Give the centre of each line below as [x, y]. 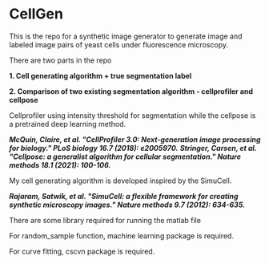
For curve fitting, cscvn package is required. [82, 251]
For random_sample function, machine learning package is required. [122, 236]
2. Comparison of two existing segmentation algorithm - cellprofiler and [131, 91]
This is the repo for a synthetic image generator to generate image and [126, 36]
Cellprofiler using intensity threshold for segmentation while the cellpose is [132, 115]
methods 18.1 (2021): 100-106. [60, 164]
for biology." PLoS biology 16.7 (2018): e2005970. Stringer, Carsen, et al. [133, 148]
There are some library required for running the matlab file [105, 220]
